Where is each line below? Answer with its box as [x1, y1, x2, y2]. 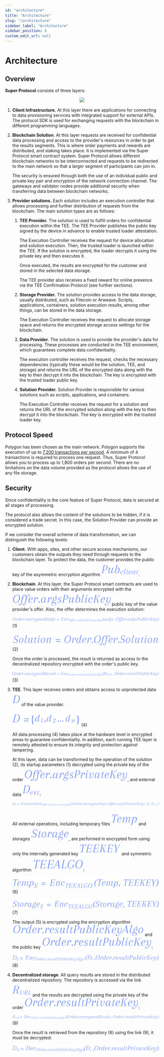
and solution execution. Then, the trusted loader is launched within [19, 243, 154, 249]
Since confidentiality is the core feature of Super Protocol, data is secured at [5, 497, 159, 503]
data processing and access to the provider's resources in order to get [12, 137, 155, 143]
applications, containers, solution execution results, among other [19, 302, 150, 308]
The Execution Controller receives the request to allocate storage [19, 317, 151, 322]
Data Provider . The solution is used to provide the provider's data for [19, 337, 159, 342]
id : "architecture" [5, 8, 45, 13]
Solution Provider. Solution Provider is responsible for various [19, 387, 145, 393]
